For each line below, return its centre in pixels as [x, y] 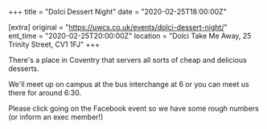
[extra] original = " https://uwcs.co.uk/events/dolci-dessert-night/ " [118, 27]
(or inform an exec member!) [56, 117]
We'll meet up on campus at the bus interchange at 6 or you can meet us [129, 84]
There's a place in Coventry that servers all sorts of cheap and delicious [127, 60]
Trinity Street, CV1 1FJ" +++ [54, 44]
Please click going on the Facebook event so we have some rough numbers [133, 108]
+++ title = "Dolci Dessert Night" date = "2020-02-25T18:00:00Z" [117, 12]
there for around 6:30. [45, 93]
